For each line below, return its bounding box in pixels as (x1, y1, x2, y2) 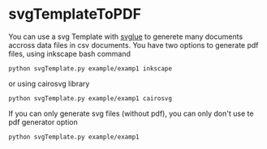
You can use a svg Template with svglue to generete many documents (8, 32, 243, 41)
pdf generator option (8, 117, 79, 126)
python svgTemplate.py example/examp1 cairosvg (8, 94, 173, 102)
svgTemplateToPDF (8, 5, 142, 23)
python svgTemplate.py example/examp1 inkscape (8, 64, 173, 73)
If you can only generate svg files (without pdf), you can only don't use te (8, 109, 254, 118)
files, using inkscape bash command (8, 49, 131, 58)
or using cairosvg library (8, 79, 90, 88)
